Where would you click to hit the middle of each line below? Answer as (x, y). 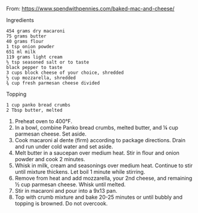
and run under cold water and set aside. (64, 146)
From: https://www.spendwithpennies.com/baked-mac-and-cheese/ (90, 9)
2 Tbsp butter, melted (34, 110)
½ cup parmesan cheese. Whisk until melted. (70, 184)
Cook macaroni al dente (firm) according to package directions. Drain (100, 140)
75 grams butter (26, 36)
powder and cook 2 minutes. (50, 159)
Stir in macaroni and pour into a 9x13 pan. (66, 191)
